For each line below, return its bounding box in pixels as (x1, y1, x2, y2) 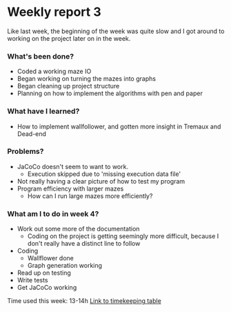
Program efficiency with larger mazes (17, 184, 124, 193)
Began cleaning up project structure (17, 82, 120, 90)
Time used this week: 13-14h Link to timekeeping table (7, 297, 162, 305)
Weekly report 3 (7, 4, 101, 20)
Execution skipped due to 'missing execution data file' (27, 170, 181, 178)
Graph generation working (27, 262, 102, 270)
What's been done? (7, 51, 74, 61)
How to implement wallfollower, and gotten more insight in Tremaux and (17, 122, 221, 130)
